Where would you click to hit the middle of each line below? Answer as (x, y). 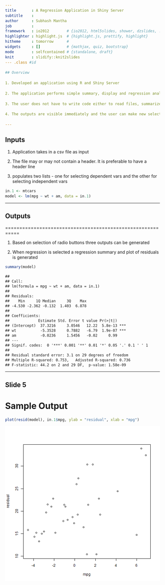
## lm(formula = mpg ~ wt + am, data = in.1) (52, 286)
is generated (25, 257)
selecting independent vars (40, 181)
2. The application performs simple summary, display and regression (78, 93)
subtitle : (20, 15)
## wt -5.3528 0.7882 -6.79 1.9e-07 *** (66, 331)
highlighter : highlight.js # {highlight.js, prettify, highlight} (77, 36)
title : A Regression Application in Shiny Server (65, 10)
